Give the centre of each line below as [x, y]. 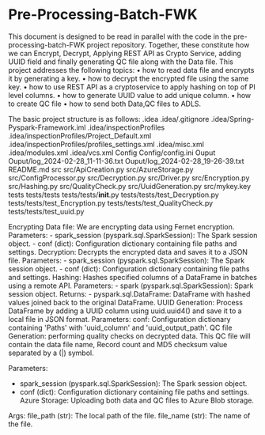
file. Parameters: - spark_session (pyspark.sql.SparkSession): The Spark [127, 260]
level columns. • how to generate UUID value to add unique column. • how [130, 95]
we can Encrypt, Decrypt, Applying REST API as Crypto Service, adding [125, 53]
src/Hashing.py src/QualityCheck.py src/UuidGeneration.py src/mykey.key [130, 186]
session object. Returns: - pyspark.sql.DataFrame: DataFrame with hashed [129, 293]
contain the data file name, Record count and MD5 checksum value [118, 344]
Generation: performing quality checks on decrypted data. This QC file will [129, 336]
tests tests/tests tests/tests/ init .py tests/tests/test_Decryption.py [114, 195]
